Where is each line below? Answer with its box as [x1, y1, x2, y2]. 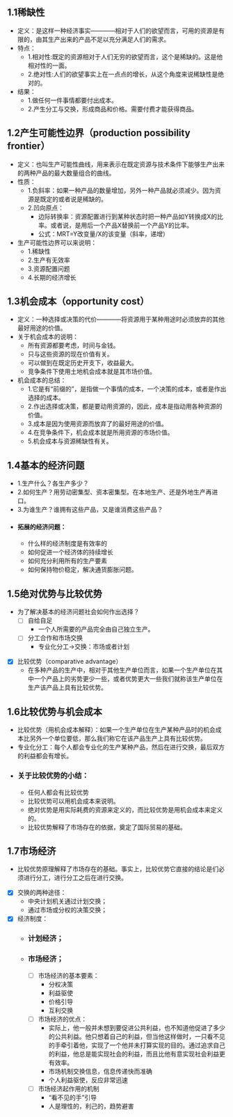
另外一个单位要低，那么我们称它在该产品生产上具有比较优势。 [29, 734, 207, 743]
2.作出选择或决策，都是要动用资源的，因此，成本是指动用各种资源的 [27, 403, 223, 411]
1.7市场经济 [7, 845, 56, 857]
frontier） [7, 140, 50, 152]
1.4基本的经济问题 [7, 459, 85, 471]
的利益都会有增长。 [17, 751, 73, 760]
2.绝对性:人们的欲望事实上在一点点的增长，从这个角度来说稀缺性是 [27, 70, 218, 78]
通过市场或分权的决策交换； [27, 906, 108, 914]
